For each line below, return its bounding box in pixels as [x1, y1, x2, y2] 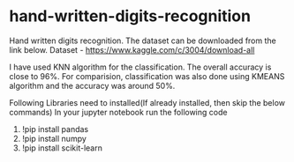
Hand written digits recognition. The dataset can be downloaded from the [9, 35, 276, 46]
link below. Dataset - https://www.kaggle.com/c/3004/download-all [9, 44, 255, 55]
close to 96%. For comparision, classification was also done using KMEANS [9, 70, 285, 81]
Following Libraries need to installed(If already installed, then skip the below [9, 97, 285, 107]
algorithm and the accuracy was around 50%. [9, 80, 176, 91]
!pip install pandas [21, 123, 89, 134]
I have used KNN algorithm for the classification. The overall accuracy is [9, 62, 272, 72]
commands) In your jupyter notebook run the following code [9, 107, 228, 117]
